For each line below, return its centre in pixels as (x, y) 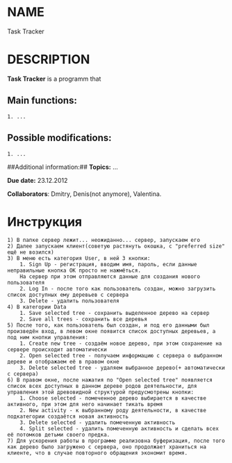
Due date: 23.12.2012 (38, 180)
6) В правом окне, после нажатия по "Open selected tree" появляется (110, 380)
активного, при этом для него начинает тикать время (85, 405)
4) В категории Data (37, 307)
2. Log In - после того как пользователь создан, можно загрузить (118, 289)
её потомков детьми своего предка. (59, 435)
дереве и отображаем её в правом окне (63, 362)
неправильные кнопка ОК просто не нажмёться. (74, 271)
